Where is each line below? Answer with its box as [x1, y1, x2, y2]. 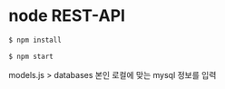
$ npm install [8, 35, 63, 44]
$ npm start [8, 52, 54, 61]
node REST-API [8, 5, 126, 26]
